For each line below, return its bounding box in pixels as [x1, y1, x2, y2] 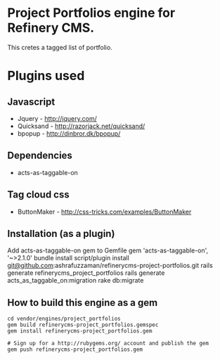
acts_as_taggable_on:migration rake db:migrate [7, 276, 144, 285]
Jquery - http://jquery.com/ [17, 114, 97, 122]
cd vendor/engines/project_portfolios [7, 315, 121, 323]
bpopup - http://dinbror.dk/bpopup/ [17, 129, 121, 138]
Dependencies [7, 150, 72, 162]
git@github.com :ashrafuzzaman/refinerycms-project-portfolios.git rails [7, 262, 213, 270]
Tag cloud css [7, 188, 70, 201]
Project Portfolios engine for [7, 5, 176, 21]
